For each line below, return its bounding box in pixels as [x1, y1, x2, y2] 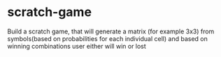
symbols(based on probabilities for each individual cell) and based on [7, 34, 208, 42]
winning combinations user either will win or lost [7, 42, 147, 50]
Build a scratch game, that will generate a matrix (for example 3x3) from [7, 27, 215, 35]
